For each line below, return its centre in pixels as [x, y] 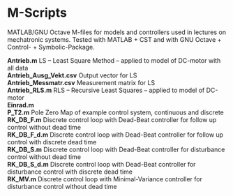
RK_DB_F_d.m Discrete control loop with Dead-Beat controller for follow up [115, 135]
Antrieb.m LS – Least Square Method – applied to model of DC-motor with [114, 60]
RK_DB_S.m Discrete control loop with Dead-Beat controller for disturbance [116, 149]
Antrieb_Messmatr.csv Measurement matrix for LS [81, 82]
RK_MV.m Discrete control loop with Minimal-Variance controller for [105, 179]
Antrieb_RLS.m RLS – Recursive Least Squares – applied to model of [106, 90]
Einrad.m [21, 105]
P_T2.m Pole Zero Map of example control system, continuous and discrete [116, 112]
